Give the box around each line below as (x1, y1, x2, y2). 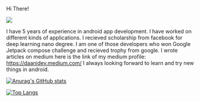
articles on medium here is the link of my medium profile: (6, 53, 146, 60)
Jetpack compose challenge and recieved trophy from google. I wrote (6, 47, 178, 54)
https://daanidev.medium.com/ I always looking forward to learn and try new (6, 60, 194, 66)
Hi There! (6, 5, 29, 12)
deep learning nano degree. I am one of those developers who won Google (6, 41, 191, 47)
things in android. (6, 66, 50, 73)
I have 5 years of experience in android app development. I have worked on (6, 28, 192, 35)
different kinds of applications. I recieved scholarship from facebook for (6, 34, 183, 41)
